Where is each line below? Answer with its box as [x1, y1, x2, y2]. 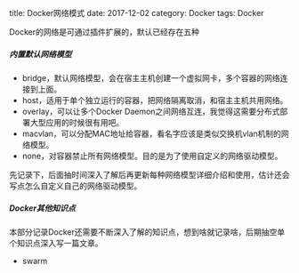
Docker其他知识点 [9, 203, 76, 213]
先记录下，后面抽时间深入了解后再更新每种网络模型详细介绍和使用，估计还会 [9, 169, 290, 180]
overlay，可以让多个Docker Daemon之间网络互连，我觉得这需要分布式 [21, 106, 280, 116]
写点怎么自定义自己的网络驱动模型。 [9, 181, 142, 191]
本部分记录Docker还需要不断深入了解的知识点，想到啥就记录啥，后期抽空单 [9, 226, 286, 237]
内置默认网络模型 [9, 48, 72, 60]
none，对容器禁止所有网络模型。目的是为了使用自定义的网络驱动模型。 [21, 150, 283, 161]
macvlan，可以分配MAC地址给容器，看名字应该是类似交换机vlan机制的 [21, 128, 282, 139]
